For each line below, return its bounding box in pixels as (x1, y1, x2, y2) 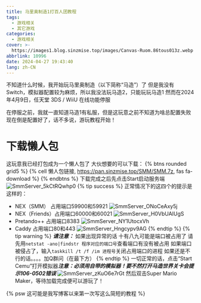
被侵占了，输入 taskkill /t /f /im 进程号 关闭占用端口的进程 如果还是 (14, 248, 185, 255)
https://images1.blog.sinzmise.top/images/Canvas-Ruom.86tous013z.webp (11, 48, 194, 54)
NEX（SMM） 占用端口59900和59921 (14, 203, 108, 210)
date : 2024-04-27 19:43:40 (6, 58, 73, 64)
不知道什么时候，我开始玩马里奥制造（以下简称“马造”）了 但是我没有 (6, 81, 175, 88)
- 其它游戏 (11, 25, 35, 32)
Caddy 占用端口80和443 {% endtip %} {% (14, 225, 191, 233)
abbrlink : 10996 (6, 53, 47, 59)
